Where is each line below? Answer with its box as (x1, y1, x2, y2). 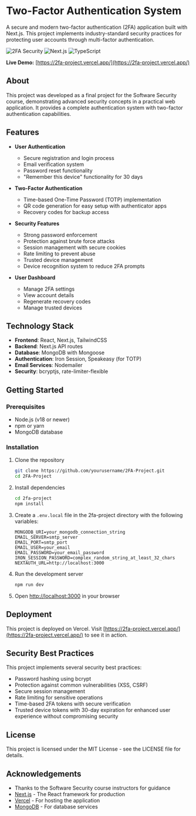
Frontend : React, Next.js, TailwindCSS (14, 337, 107, 344)
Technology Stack (6, 321, 74, 331)
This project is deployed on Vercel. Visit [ (6, 625, 106, 632)
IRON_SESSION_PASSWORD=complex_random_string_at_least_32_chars (14, 555, 175, 561)
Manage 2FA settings (23, 285, 75, 292)
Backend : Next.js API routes (14, 343, 83, 350)
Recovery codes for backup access (23, 208, 110, 215)
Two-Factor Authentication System (6, 4, 182, 18)
